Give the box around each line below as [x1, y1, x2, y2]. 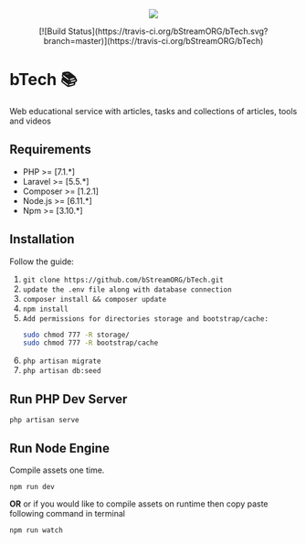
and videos [9, 115, 52, 126]
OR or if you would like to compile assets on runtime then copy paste [9, 498, 269, 509]
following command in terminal [9, 507, 126, 518]
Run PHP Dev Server [9, 391, 128, 407]
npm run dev [9, 482, 55, 491]
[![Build [38, 26, 67, 37]
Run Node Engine [9, 440, 110, 456]
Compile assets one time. [9, 464, 105, 475]
